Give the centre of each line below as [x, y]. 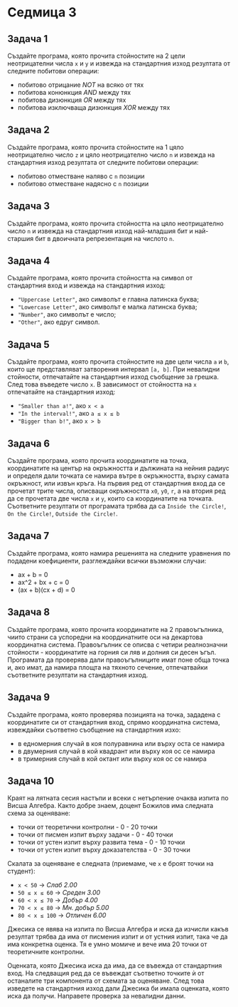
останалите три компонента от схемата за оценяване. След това [106, 981]
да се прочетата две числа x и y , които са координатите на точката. [110, 499]
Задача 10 [31, 781]
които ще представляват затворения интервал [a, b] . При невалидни [114, 369]
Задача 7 [28, 536]
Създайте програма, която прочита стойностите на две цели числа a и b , [118, 362]
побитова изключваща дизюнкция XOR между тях [94, 107]
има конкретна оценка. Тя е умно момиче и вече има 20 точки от [107, 944]
